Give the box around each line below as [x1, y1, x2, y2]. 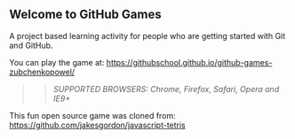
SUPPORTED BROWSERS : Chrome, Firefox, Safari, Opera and [52, 83, 280, 94]
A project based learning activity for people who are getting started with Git [9, 30, 286, 41]
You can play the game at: [9, 57, 105, 67]
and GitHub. [9, 40, 53, 50]
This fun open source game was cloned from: [9, 110, 176, 120]
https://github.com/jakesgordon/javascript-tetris [9, 120, 187, 130]
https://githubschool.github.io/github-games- [106, 57, 273, 67]
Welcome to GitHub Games [9, 7, 162, 22]
